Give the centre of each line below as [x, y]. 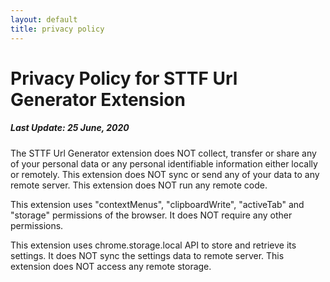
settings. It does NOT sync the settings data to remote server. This [147, 255]
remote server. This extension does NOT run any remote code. [139, 185]
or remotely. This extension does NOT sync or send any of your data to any [165, 174]
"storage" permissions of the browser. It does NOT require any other [151, 215]
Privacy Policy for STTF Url [124, 78]
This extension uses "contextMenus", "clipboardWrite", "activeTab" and [157, 204]
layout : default [44, 19]
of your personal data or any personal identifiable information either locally [164, 163]
